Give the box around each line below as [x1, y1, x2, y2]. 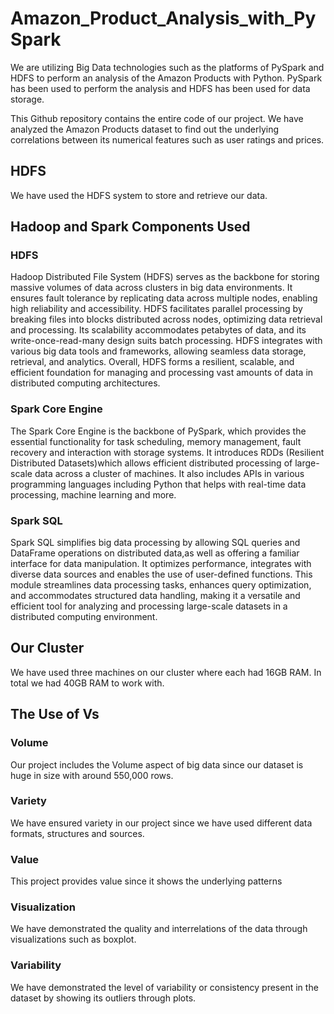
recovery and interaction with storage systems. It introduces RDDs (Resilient [10, 446, 325, 458]
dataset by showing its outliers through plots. [10, 992, 197, 1004]
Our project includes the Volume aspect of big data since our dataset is [10, 758, 304, 771]
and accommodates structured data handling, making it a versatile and [10, 590, 301, 602]
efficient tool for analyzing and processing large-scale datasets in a [10, 600, 288, 612]
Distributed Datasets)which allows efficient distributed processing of [10, 457, 293, 469]
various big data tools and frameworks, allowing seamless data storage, [10, 345, 307, 357]
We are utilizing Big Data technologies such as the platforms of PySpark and [10, 61, 325, 73]
